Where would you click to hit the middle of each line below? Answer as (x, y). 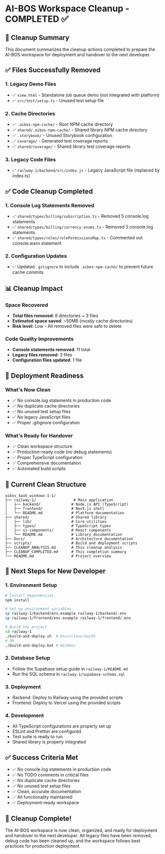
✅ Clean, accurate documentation (47, 791)
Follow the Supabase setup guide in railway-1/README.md (70, 669)
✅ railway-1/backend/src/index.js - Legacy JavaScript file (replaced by (86, 170)
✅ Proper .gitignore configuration (46, 423)
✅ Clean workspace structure (42, 446)
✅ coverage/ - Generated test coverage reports (60, 141)
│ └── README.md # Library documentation (64, 535)
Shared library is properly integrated (49, 742)
